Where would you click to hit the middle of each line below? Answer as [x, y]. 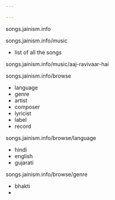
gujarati [24, 162]
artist [21, 100]
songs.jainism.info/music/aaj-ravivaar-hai [57, 64]
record [23, 126]
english [24, 156]
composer [27, 107]
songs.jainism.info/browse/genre [47, 174]
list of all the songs [38, 52]
